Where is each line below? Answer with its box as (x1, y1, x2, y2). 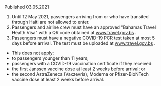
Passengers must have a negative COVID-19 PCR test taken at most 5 (11, 35, 155, 41)
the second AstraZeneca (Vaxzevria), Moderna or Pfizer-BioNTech (11, 71, 149, 77)
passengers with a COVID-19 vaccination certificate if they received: (11, 61, 153, 66)
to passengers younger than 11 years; (11, 55, 89, 61)
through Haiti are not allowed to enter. (11, 19, 90, 25)
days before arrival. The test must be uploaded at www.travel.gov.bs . (11, 40, 156, 46)
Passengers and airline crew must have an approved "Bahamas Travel (11, 24, 156, 30)
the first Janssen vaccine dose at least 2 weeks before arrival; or (11, 66, 146, 72)
